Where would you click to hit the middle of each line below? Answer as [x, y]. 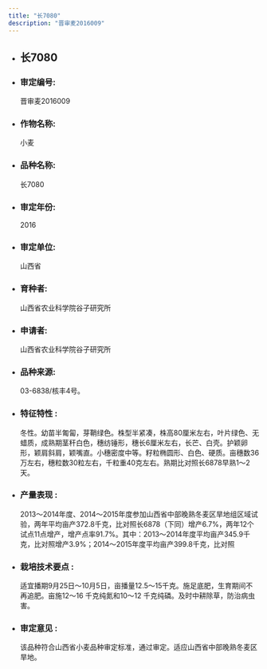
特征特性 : [39, 414]
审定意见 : [39, 628]
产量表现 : [39, 495]
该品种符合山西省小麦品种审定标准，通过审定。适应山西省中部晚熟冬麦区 [138, 647]
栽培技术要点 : [47, 567]
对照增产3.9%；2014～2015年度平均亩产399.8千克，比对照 [138, 544]
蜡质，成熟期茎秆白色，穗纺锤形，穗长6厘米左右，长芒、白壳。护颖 [130, 442]
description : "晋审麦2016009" [57, 23]
